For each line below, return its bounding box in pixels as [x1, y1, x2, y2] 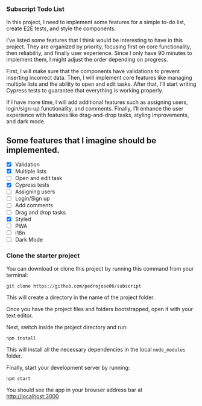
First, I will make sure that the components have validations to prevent [6, 68, 180, 75]
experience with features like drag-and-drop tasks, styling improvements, [6, 111, 189, 119]
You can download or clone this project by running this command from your [6, 265, 194, 272]
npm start [6, 376, 31, 382]
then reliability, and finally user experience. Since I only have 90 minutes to [6, 50, 192, 57]
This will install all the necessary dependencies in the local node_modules [6, 346, 186, 353]
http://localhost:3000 [6, 393, 59, 400]
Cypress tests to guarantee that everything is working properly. [6, 87, 164, 94]
